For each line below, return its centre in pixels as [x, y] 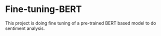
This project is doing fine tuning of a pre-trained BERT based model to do [81, 23]
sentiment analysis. [25, 28]
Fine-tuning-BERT [43, 9]
